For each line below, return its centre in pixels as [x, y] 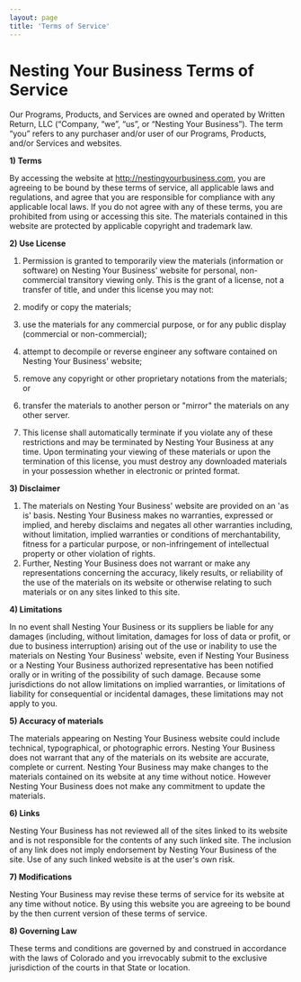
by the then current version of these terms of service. [109, 914]
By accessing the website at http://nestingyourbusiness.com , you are [137, 178]
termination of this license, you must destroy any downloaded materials [155, 461]
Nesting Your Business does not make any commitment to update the [137, 787]
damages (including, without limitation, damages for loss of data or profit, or [150, 637]
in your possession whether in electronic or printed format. [131, 471]
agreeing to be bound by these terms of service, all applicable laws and [142, 188]
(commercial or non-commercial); [84, 334]
